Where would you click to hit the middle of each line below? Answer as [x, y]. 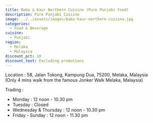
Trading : [15, 90]
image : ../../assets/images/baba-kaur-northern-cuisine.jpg [69, 19]
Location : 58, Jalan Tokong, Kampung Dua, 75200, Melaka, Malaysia [76, 75]
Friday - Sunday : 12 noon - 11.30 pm [50, 116]
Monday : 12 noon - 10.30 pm [43, 100]
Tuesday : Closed [30, 105]
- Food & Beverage [29, 28]
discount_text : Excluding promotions [45, 61]
